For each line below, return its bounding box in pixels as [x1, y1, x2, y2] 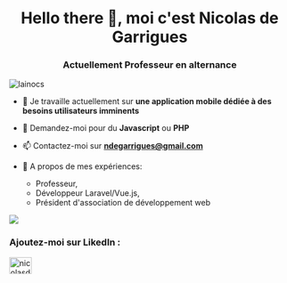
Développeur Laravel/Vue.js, [35, 188, 140, 198]
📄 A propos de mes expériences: [21, 161, 143, 172]
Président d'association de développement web [35, 198, 211, 208]
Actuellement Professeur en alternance [62, 59, 237, 71]
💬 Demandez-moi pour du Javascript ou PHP [21, 123, 190, 133]
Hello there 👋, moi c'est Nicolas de [20, 8, 279, 28]
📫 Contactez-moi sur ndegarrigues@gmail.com [21, 141, 203, 151]
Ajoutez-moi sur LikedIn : [9, 236, 121, 248]
